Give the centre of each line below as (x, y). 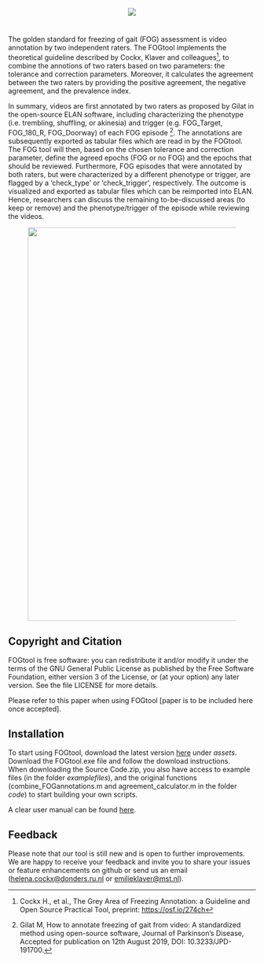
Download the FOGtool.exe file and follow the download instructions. (119, 761)
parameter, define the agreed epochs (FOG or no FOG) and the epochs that (130, 157)
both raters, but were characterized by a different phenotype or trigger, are (130, 174)
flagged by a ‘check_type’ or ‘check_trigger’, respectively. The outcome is (127, 183)
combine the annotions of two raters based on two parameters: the (117, 65)
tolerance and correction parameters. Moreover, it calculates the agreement (131, 74)
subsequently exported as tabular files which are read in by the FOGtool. (126, 141)
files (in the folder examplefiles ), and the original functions (103, 778)
